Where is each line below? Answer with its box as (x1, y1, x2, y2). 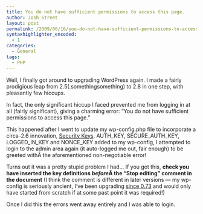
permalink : (6, 25, 34, 32)
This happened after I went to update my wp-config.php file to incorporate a (6, 125, 196, 133)
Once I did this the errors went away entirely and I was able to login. (6, 201, 176, 208)
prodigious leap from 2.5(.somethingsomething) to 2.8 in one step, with (6, 82, 184, 90)
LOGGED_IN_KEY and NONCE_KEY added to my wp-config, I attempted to (6, 138, 191, 145)
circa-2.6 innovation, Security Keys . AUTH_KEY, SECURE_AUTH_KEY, (6, 132, 180, 139)
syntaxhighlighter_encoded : (6, 32, 77, 38)
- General (11, 48, 36, 55)
